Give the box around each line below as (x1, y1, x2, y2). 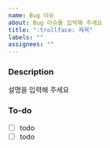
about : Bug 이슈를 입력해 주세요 (8, 19, 103, 27)
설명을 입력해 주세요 (8, 85, 69, 95)
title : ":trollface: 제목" (8, 26, 93, 34)
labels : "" (8, 33, 44, 42)
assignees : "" (8, 41, 55, 49)
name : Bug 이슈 (8, 11, 55, 20)
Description (8, 67, 54, 78)
